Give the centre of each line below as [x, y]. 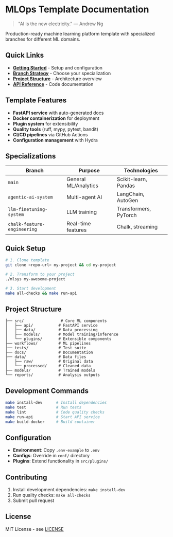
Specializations [31, 156]
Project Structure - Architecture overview [57, 79]
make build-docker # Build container [50, 422]
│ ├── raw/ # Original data [49, 362]
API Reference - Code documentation [53, 84]
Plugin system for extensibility [45, 123]
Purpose [89, 171]
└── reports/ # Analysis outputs [53, 375]
